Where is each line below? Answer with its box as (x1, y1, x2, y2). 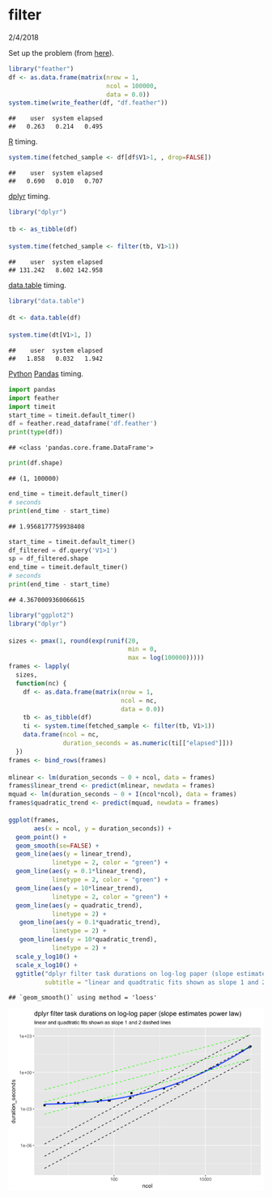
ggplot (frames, (8, 816, 60, 824)
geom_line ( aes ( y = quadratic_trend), (15, 901, 143, 910)
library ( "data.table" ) (8, 297, 85, 305)
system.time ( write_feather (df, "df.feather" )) (8, 99, 168, 107)
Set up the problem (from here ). (8, 48, 115, 57)
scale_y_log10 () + (15, 953, 79, 961)
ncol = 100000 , (106, 82, 158, 90)
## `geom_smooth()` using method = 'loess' (8, 994, 158, 1002)
